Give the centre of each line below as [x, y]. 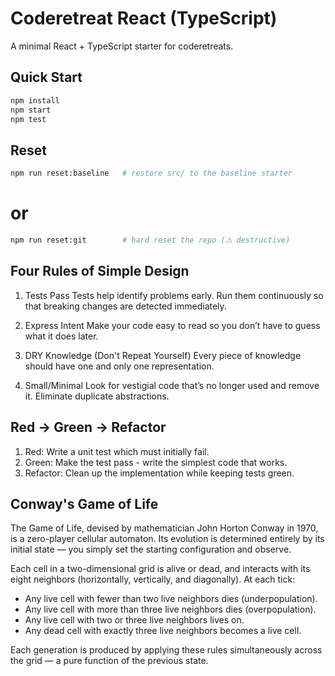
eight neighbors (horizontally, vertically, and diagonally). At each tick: [153, 579]
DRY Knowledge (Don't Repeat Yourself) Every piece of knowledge [163, 355]
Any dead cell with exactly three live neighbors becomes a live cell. [163, 631]
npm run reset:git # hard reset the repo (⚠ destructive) [150, 240]
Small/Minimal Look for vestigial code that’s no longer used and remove [172, 385]
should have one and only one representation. [119, 366]
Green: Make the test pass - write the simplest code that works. [156, 462]
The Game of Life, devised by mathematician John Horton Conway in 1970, [164, 528]
